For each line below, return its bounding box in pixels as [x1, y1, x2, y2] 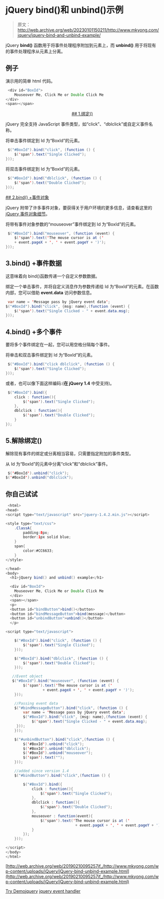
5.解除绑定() [5, 437, 42, 445]
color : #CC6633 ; [23, 548, 54, 553]
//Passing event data [14, 701, 58, 706]
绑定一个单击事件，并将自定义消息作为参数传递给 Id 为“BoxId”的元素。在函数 [5, 283, 159, 289]
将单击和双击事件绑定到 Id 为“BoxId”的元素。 [5, 352, 95, 358]
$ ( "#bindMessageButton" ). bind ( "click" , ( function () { [14, 706, 128, 710]
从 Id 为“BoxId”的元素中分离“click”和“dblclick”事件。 [5, 461, 110, 467]
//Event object [12, 674, 43, 679]
